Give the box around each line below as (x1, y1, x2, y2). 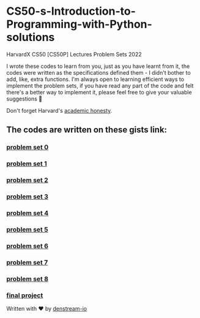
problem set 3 (6, 192, 49, 201)
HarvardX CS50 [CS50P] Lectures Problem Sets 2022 (6, 50, 142, 58)
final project (6, 291, 43, 300)
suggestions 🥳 (6, 95, 43, 102)
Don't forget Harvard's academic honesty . (6, 107, 113, 114)
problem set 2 (6, 176, 48, 184)
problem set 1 (6, 159, 47, 168)
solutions (6, 31, 55, 44)
